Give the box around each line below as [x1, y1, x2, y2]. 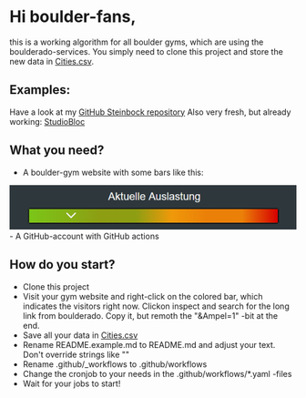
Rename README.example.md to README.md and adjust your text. [22, 339, 276, 350]
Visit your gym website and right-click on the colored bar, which [22, 291, 263, 301]
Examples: [9, 82, 71, 97]
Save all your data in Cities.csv [22, 330, 138, 341]
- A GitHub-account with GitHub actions [9, 230, 159, 241]
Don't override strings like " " [22, 349, 130, 360]
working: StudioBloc [9, 116, 86, 127]
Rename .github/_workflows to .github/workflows [22, 358, 208, 370]
